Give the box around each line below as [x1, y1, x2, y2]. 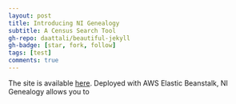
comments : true [8, 57, 59, 65]
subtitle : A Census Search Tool [8, 26, 116, 34]
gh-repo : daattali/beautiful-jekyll [8, 34, 130, 42]
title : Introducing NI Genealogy [8, 19, 120, 27]
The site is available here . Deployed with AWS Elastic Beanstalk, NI [8, 78, 228, 88]
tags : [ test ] [8, 49, 52, 57]
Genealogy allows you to [8, 86, 90, 96]
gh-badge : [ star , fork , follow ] [8, 42, 116, 50]
